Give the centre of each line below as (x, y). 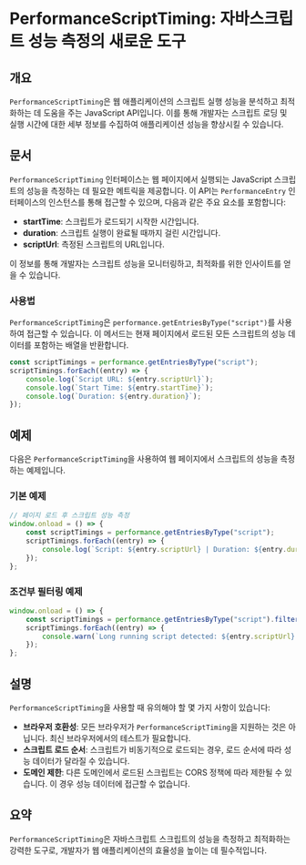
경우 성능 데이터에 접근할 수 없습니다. (125, 783)
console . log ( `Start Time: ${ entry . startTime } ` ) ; (120, 388)
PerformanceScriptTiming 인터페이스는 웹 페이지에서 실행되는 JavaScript (141, 179)
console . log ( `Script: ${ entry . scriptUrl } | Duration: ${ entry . (164, 549)
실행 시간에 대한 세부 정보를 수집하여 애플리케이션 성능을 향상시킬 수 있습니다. (147, 124)
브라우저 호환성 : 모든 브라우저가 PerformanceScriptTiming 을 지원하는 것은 (154, 727)
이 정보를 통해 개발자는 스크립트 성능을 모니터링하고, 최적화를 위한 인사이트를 (146, 263)
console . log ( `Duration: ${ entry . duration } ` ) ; (114, 396)
